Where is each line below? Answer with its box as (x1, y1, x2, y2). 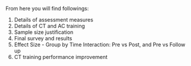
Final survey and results (14, 35, 73, 41)
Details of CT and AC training (14, 23, 85, 29)
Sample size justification (14, 29, 74, 36)
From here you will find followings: (5, 5, 89, 12)
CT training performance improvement (14, 54, 108, 60)
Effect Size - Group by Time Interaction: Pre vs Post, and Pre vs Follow (14, 41, 186, 48)
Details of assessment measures (14, 16, 94, 23)
